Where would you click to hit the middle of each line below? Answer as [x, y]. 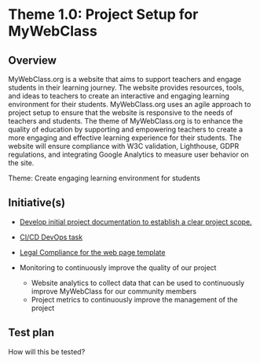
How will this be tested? [47, 351]
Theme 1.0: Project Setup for [103, 15]
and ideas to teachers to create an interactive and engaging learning [119, 96]
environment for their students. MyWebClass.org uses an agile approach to [130, 104]
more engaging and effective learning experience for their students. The [125, 138]
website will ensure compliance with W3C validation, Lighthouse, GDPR [124, 146]
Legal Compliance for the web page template [92, 252]
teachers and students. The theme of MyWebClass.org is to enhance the [126, 121]
